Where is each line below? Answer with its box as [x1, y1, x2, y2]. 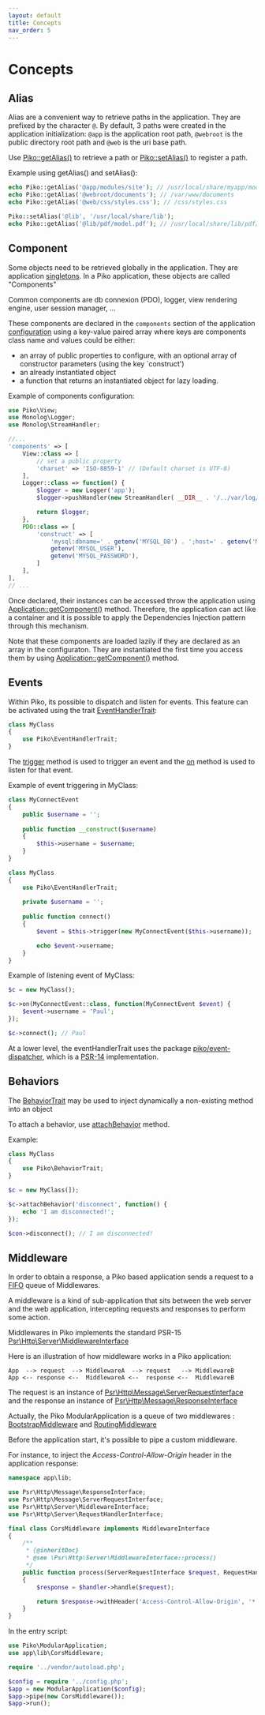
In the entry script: [8, 1627, 69, 1636]
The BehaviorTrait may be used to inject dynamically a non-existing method [8, 1095, 254, 1105]
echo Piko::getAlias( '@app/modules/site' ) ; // [8, 183, 164, 192]
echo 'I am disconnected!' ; [22, 1207, 114, 1216]
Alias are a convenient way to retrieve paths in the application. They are [8, 112, 241, 122]
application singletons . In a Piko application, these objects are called [8, 271, 230, 280]
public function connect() [22, 913, 111, 921]
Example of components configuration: [8, 391, 135, 400]
